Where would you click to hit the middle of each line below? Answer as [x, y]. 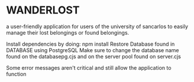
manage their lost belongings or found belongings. [68, 32]
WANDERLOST [43, 10]
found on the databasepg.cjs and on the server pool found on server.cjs [94, 56]
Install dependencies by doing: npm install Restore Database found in [90, 44]
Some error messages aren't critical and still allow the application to [89, 67]
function [16, 74]
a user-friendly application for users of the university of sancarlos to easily [97, 26]
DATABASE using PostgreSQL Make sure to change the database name [93, 50]
